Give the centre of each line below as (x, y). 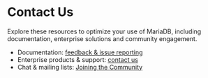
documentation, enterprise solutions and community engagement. (102, 38)
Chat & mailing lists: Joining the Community (80, 67)
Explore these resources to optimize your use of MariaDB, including (104, 31)
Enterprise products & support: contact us (77, 59)
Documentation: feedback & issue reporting (80, 52)
